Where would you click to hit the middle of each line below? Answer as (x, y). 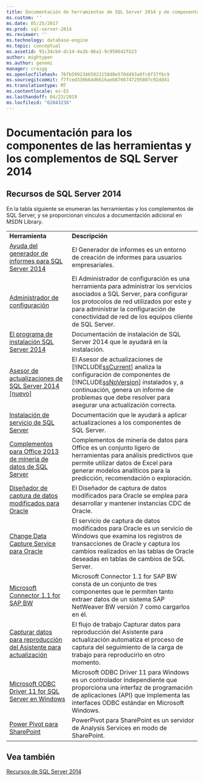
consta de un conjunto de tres (114, 584)
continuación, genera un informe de (123, 389)
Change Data (28, 535)
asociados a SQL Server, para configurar (130, 294)
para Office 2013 (34, 451)
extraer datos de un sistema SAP (118, 599)
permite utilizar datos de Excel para (122, 462)
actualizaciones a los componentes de (127, 422)
